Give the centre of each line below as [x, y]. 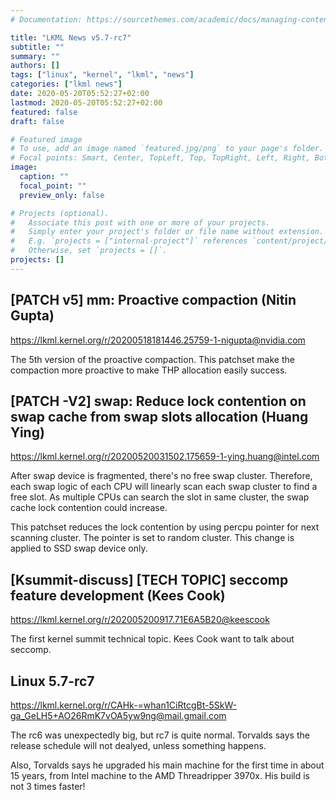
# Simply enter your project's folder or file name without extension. [167, 232]
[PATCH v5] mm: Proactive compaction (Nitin [153, 300]
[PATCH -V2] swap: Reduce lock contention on [158, 401]
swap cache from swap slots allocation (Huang [159, 416]
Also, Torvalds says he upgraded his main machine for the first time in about [167, 765]
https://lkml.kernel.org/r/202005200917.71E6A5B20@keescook [140, 620]
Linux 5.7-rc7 [52, 681]
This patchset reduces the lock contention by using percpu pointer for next [165, 527]
